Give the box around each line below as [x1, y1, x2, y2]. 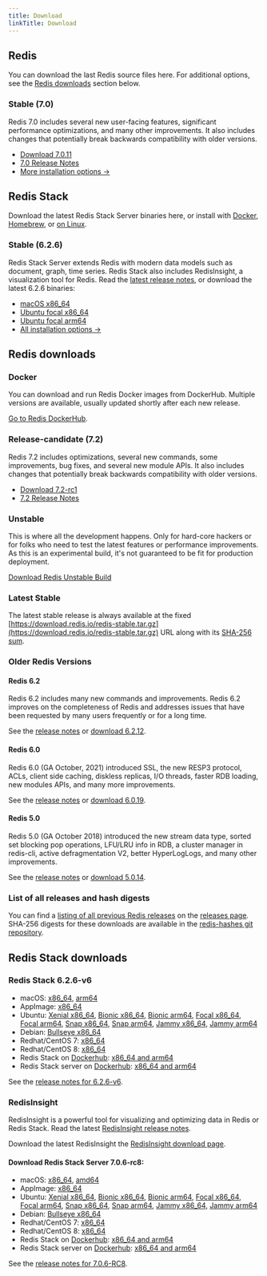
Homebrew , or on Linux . [8, 220, 87, 229]
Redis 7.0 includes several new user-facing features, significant [8, 117, 217, 127]
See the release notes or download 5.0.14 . [8, 872, 146, 882]
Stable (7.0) [8, 99, 54, 110]
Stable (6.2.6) [8, 240, 63, 251]
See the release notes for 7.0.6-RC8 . [8, 1259, 128, 1269]
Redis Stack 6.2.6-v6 [8, 975, 92, 986]
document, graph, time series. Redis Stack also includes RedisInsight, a [8, 266, 244, 276]
